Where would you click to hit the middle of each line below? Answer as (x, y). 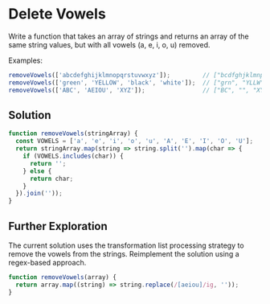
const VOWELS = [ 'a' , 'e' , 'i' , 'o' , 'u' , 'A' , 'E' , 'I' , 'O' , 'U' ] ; (135, 142)
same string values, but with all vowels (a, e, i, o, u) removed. (109, 44)
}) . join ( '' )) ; (39, 194)
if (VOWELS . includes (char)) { (74, 156)
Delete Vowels (57, 14)
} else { (37, 171)
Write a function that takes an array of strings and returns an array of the (129, 36)
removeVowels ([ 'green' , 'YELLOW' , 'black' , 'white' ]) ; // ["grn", (124, 82)
